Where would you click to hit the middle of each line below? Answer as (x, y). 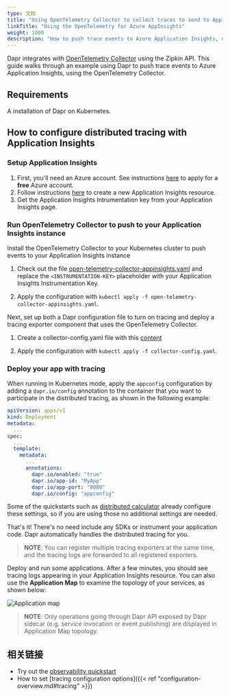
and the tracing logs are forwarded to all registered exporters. (111, 555)
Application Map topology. (61, 631)
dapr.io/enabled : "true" (67, 474)
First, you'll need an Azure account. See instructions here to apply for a (117, 178)
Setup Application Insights (52, 163)
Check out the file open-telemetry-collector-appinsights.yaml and (110, 269)
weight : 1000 (26, 33)
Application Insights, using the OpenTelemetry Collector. (86, 73)
